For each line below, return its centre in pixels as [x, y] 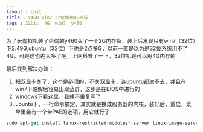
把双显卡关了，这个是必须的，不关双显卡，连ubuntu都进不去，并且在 [101, 81]
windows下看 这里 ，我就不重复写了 [58, 96]
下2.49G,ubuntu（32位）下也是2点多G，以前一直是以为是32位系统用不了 [97, 48]
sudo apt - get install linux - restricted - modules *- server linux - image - [96, 123]
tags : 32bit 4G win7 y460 [44, 23]
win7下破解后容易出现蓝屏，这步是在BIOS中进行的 [77, 89]
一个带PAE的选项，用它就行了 [73, 112]
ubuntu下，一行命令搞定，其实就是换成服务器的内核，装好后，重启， [101, 104]
